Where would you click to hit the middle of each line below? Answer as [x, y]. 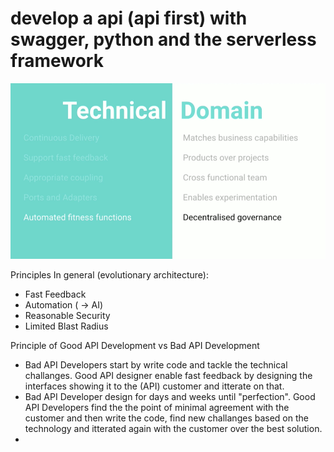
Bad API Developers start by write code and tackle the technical [156, 365]
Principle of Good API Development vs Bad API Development [135, 346]
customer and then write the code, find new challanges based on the [166, 418]
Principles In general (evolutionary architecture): [109, 275]
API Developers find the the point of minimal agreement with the [157, 408]
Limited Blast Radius [66, 326]
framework [57, 61]
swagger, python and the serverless [163, 39]
